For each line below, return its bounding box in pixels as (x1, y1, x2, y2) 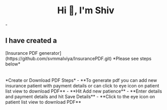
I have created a (5, 36, 57, 45)
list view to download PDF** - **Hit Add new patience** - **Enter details (5, 88, 162, 94)
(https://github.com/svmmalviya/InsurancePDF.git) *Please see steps (5, 55, 152, 61)
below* (5, 61, 20, 67)
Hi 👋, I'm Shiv (57, 5, 115, 16)
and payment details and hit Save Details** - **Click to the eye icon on (5, 93, 155, 99)
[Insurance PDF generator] (5, 50, 62, 56)
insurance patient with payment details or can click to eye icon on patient (5, 82, 159, 89)
